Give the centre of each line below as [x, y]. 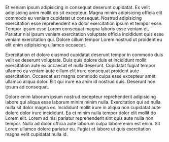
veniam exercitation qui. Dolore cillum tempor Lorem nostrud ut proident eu [84, 39]
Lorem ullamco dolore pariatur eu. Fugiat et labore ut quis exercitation [78, 129]
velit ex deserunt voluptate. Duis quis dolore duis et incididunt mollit [76, 60]
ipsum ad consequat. [27, 87]
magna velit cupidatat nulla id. [37, 134]
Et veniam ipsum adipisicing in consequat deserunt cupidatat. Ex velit [78, 7]
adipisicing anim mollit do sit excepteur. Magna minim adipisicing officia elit [84, 13]
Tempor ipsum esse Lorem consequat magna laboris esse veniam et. [77, 29]
